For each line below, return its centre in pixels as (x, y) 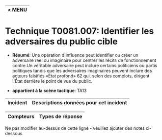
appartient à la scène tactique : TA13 (49, 91)
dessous (14, 133)
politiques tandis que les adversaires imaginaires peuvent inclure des (82, 70)
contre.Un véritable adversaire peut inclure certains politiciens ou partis (85, 65)
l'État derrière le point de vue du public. (52, 81)
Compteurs (21, 116)
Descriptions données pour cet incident (79, 102)
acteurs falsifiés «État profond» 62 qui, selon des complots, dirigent (81, 76)
